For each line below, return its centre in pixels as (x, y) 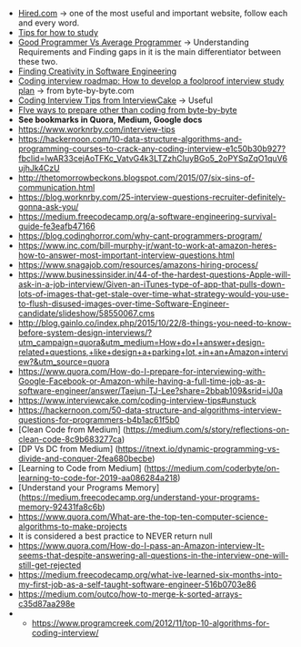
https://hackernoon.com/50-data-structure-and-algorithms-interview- (150, 410)
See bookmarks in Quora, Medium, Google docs (110, 119)
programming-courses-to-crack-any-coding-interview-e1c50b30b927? (152, 149)
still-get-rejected (50, 565)
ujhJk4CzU (39, 168)
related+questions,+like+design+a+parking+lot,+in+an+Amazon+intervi (153, 352)
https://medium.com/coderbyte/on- (213, 468)
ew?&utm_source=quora (64, 362)
